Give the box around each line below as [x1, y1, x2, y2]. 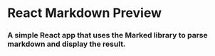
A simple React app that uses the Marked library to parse [7, 30, 208, 40]
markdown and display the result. [7, 39, 126, 49]
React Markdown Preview [7, 5, 162, 21]
